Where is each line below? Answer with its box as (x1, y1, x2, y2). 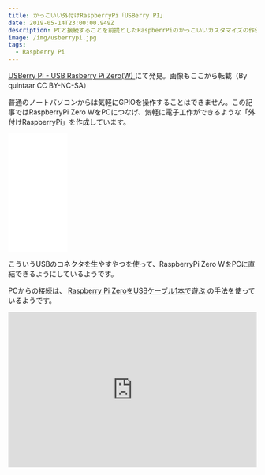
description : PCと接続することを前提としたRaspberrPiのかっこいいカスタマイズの (8, 26, 249, 34)
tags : (8, 41, 26, 49)
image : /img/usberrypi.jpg (8, 33, 97, 42)
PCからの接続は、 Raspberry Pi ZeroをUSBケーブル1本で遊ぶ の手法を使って (8, 286, 256, 295)
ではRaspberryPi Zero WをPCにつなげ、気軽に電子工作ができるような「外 (14, 107, 256, 117)
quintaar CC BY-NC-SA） (8, 80, 91, 90)
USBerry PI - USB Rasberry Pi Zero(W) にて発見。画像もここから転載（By (8, 71, 248, 80)
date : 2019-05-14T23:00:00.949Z (8, 19, 114, 27)
